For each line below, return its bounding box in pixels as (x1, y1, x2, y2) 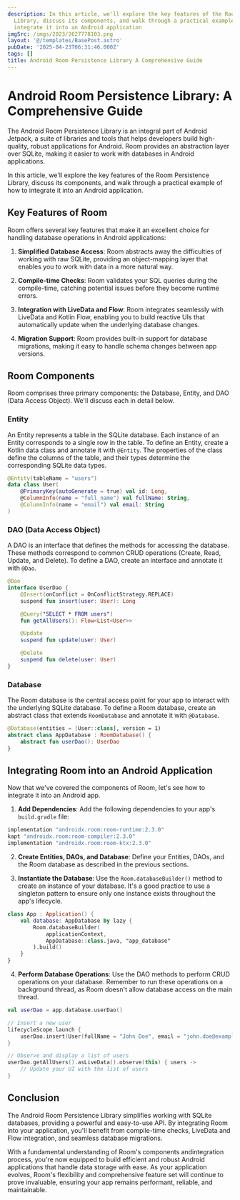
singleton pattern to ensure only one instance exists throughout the (17, 889, 216, 898)
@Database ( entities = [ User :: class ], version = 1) (7, 725, 161, 732)
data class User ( (7, 481, 59, 489)
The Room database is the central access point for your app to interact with (7, 696, 230, 704)
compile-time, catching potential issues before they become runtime (17, 284, 219, 292)
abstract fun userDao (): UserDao (20, 738, 120, 745)
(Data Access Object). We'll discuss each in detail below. (7, 396, 175, 405)
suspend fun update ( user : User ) (20, 636, 116, 644)
